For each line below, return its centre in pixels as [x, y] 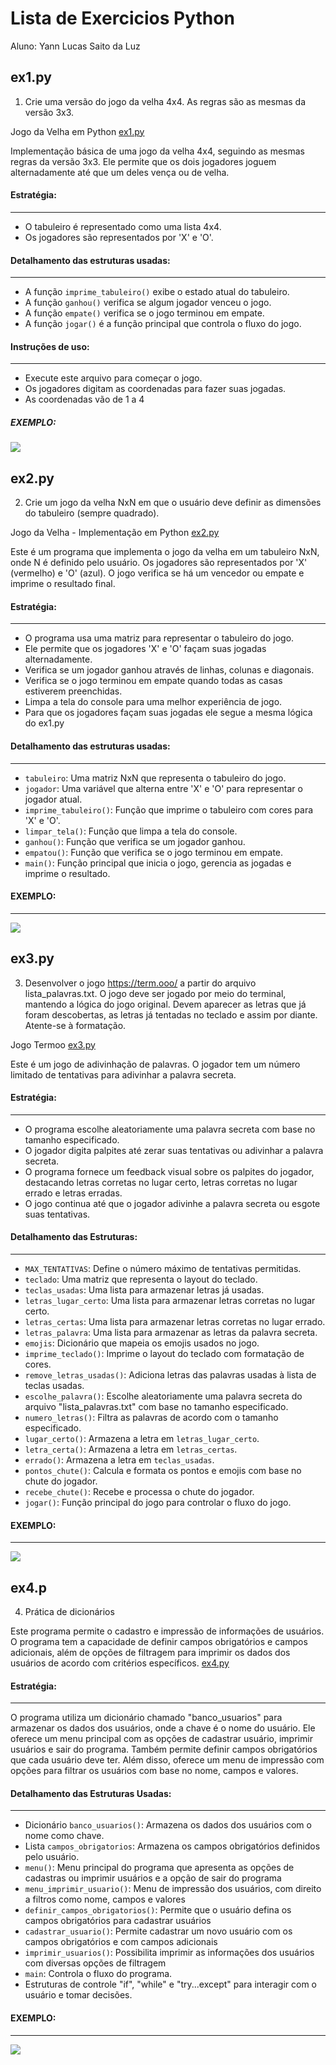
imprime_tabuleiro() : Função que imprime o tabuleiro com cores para [169, 809]
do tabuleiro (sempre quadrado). [92, 513]
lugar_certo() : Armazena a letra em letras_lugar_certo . [142, 1438]
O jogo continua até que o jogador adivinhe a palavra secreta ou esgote [172, 1203]
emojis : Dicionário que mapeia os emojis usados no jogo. [142, 1343]
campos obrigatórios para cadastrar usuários [118, 1921]
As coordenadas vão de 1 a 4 [84, 399]
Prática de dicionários [69, 1611]
